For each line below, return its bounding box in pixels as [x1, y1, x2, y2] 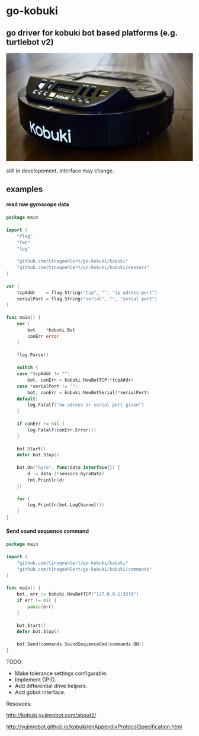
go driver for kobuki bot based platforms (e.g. [6, 28, 178, 38]
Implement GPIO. [14, 676, 56, 683]
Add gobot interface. [14, 689, 66, 696]
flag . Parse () [17, 352, 49, 358]
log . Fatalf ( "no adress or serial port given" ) [27, 402, 145, 408]
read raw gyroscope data [6, 200, 69, 208]
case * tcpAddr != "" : [17, 371, 70, 377]
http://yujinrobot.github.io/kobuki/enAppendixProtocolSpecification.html [6, 723, 182, 730]
